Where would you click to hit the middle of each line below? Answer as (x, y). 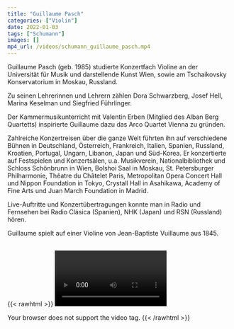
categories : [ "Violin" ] (43, 21)
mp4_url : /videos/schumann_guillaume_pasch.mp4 (79, 47)
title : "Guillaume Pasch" (45, 14)
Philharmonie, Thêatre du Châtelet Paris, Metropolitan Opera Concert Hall (115, 175)
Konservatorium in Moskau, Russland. (63, 82)
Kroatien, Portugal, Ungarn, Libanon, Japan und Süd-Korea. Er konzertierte (117, 153)
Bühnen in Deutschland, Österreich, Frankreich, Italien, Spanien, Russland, (116, 145)
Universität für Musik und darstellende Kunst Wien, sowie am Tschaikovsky (117, 74)
